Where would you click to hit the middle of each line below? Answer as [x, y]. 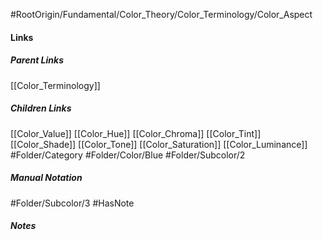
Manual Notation [46, 178]
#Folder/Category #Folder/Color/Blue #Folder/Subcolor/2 [128, 155]
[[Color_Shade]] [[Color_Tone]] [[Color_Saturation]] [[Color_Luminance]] [159, 144]
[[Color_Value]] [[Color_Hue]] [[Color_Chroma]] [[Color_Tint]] [136, 133]
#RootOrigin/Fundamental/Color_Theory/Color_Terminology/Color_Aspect [161, 14]
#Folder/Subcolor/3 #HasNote [72, 203]
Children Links [41, 108]
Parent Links [37, 60]
